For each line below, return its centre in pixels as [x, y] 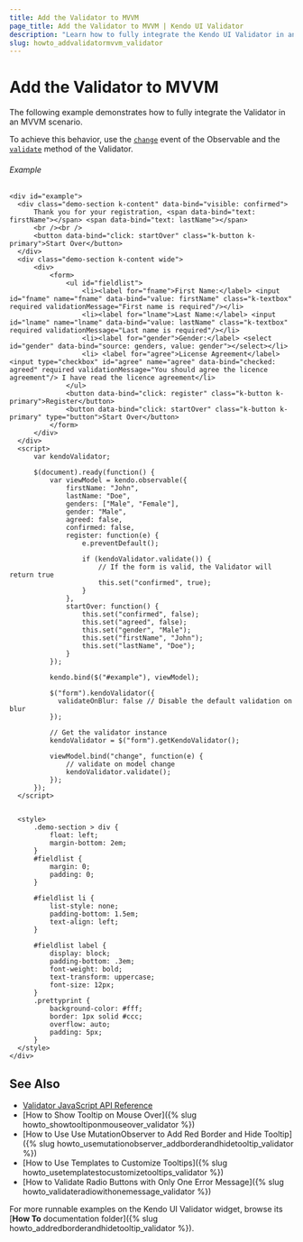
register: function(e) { [113, 536]
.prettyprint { [62, 1001]
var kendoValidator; [72, 457]
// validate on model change [121, 764]
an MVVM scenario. [46, 122]
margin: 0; [70, 867]
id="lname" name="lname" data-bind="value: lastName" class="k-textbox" [149, 323]
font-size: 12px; [82, 985]
